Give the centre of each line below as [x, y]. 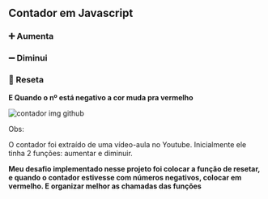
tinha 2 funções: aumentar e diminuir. [71, 153]
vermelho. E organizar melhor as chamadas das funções [105, 186]
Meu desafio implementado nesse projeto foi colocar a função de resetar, [134, 168]
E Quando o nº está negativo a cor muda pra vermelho [101, 97]
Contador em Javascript [71, 13]
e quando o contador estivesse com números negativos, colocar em [125, 177]
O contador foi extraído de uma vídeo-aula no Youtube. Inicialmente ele [128, 144]
